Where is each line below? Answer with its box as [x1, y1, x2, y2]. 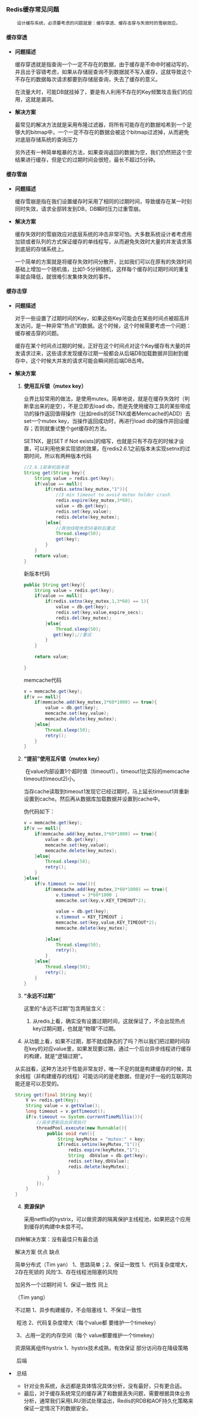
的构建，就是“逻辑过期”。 [23, 1052, 86, 1060]
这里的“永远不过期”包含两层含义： [23, 1005, 107, 1012]
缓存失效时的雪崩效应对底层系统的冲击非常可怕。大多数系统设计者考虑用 [14, 231, 192, 238]
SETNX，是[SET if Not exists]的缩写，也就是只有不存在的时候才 [23, 437, 179, 444]
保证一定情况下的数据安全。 [23, 1404, 92, 1412]
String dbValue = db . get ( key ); [68, 1153, 149, 1159]
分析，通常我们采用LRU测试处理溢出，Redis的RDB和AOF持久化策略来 [23, 1397, 194, 1404]
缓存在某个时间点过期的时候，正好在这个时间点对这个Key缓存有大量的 [14, 342, 186, 349]
